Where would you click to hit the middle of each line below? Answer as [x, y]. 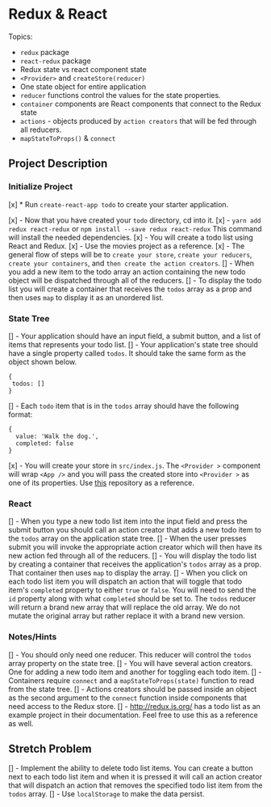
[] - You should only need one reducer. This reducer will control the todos [130, 654]
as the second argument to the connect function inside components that [128, 698]
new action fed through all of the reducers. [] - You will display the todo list [133, 556]
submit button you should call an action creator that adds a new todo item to [135, 530]
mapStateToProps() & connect [68, 138]
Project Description [58, 164]
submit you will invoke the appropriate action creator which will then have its [135, 547]
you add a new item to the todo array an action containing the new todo [127, 271]
